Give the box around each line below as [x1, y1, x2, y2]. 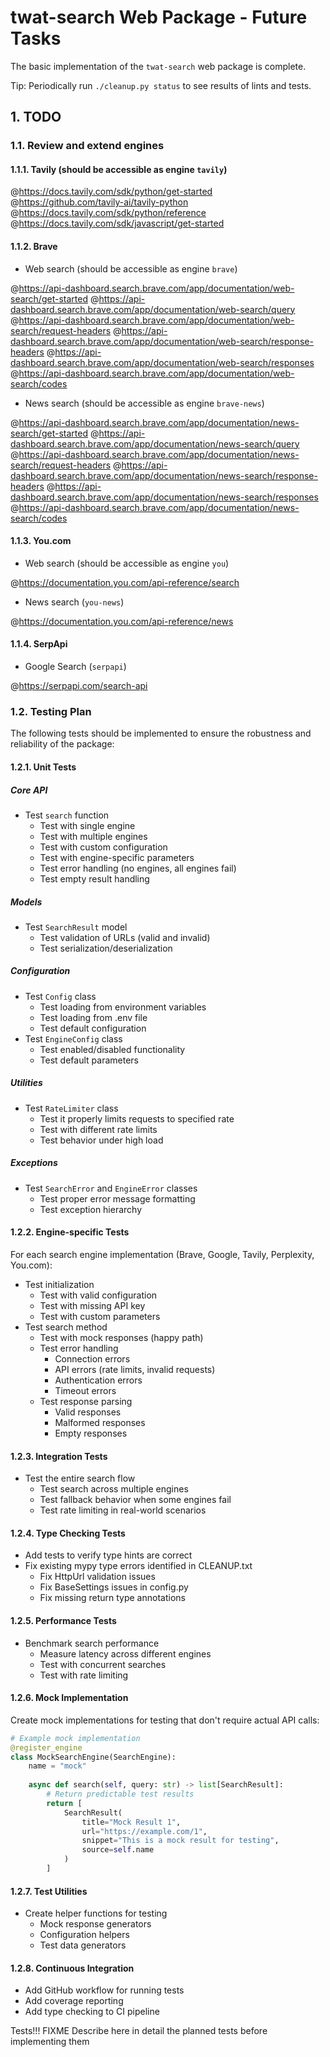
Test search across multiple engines [39, 1483, 189, 1495]
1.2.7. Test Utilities [10, 1885, 88, 1897]
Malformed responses [54, 1417, 146, 1428]
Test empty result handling [39, 872, 150, 885]
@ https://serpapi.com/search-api [10, 680, 148, 692]
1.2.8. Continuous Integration [10, 1962, 135, 1974]
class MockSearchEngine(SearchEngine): [10, 1752, 177, 1762]
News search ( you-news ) [24, 596, 125, 608]
